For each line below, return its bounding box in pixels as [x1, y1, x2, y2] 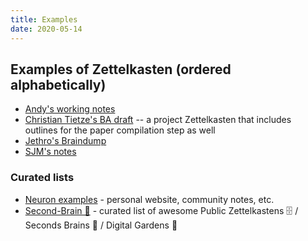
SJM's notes [24, 146, 77, 158]
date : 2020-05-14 [10, 24, 83, 34]
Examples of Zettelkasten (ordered [10, 61, 232, 78]
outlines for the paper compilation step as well [24, 124, 216, 136]
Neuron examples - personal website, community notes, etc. [24, 193, 275, 205]
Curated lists [10, 171, 75, 185]
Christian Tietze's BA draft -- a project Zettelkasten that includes [24, 114, 292, 126]
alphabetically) [10, 76, 107, 93]
